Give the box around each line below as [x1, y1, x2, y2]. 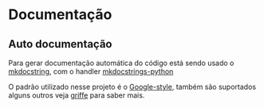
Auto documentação [8, 37, 113, 51]
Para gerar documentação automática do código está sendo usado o [8, 58, 234, 67]
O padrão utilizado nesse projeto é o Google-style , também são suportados [8, 82, 257, 91]
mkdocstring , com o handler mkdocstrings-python [8, 67, 174, 76]
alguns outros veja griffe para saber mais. [8, 91, 145, 100]
